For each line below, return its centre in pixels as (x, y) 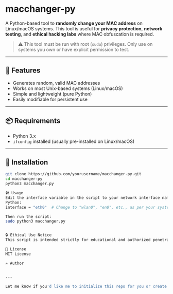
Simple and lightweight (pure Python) (52, 94)
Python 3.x (24, 136)
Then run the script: (29, 216)
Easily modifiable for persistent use (50, 99)
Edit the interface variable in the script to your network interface (83, 198)
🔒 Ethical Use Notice (29, 235)
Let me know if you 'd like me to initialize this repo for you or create (86, 286)
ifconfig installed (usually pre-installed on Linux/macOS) (74, 141)
